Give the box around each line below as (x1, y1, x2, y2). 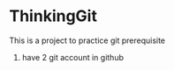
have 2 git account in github (21, 52, 124, 62)
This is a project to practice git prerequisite (9, 35, 166, 46)
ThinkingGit (9, 6, 97, 26)
